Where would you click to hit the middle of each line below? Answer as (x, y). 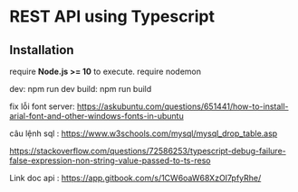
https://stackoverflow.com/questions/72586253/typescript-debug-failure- (148, 151)
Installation (42, 50)
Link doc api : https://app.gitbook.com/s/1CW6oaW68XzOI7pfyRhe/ (135, 178)
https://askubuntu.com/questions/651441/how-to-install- (183, 106)
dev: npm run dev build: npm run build (81, 89)
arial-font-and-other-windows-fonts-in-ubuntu (96, 116)
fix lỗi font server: (42, 106)
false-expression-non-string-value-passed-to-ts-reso (110, 160)
